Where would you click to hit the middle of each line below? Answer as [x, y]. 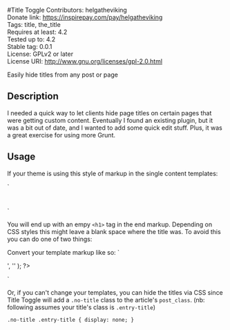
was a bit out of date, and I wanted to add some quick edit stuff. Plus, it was [115, 128]
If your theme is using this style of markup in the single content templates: [113, 173]
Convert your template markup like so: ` [63, 252]
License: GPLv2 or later [40, 54]
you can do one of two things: [50, 239]
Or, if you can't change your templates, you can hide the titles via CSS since [115, 292]
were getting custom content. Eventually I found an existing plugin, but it [110, 120]
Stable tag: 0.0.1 [30, 47]
